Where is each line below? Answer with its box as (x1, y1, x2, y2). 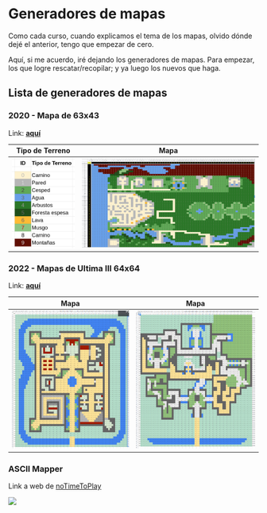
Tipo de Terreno (15, 146, 71, 156)
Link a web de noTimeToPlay (8, 481, 102, 491)
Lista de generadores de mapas (8, 87, 168, 100)
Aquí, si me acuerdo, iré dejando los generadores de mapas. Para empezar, (8, 55, 255, 64)
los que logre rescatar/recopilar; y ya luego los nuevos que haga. (8, 63, 221, 72)
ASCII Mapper (8, 463, 64, 474)
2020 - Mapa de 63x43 (8, 110, 99, 121)
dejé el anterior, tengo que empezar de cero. (8, 39, 154, 48)
